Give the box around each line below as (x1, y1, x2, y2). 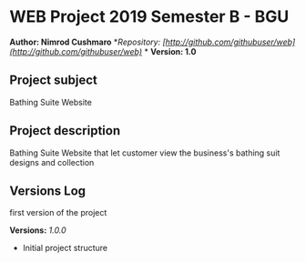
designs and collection (9, 156, 95, 167)
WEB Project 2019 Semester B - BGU (9, 6, 290, 27)
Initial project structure (22, 243, 108, 254)
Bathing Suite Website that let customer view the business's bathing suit (9, 147, 280, 158)
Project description (9, 123, 121, 138)
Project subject (9, 73, 98, 88)
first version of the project (9, 207, 107, 218)
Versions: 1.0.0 (9, 225, 66, 236)
